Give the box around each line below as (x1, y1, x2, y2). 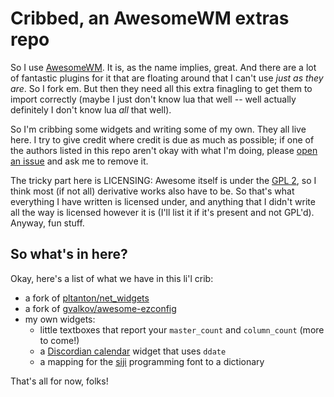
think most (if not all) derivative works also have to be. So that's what (10, 185, 295, 197)
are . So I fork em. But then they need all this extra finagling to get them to (10, 82, 313, 94)
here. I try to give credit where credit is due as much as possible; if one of (10, 133, 315, 146)
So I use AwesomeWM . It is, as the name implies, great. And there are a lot (10, 61, 317, 73)
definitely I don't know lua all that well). (10, 103, 172, 116)
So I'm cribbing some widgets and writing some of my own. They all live (10, 123, 307, 135)
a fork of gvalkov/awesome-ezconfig (24, 302, 177, 314)
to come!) (39, 334, 80, 346)
